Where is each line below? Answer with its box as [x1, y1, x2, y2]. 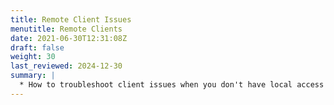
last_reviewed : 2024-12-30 [10, 61, 123, 71]
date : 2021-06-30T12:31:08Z [10, 33, 128, 43]
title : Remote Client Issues [10, 14, 132, 25]
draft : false [10, 42, 65, 53]
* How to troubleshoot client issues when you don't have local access [19, 80, 325, 90]
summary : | [10, 71, 56, 81]
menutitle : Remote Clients [10, 24, 123, 34]
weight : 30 [10, 52, 56, 62]
